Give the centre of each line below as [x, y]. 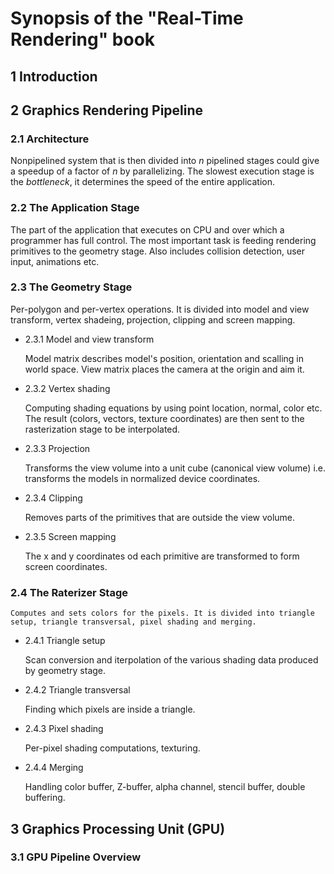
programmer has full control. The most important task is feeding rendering [163, 240]
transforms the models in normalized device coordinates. [142, 478]
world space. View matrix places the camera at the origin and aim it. [164, 369]
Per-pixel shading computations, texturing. [112, 748]
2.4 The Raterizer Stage [69, 592]
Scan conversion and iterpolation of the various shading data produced [171, 660]
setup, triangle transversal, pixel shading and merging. [133, 622]
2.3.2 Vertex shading [67, 388]
